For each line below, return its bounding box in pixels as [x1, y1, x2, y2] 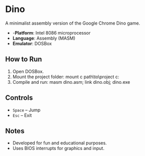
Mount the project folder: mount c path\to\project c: [12, 74, 119, 80]
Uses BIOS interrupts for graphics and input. [12, 145, 105, 151]
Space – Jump [12, 107, 41, 113]
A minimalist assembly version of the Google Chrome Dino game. [5, 20, 140, 26]
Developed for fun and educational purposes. [12, 140, 107, 146]
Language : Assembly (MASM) [12, 35, 76, 41]
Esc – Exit [12, 112, 32, 118]
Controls [5, 94, 33, 102]
